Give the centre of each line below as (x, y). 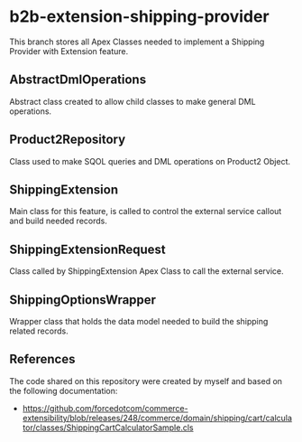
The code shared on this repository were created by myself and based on (146, 381)
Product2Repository (68, 140)
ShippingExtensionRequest (88, 249)
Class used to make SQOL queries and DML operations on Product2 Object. (150, 161)
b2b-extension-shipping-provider (139, 17)
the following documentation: (64, 390)
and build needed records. (59, 221)
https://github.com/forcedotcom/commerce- (105, 408)
